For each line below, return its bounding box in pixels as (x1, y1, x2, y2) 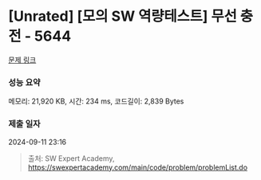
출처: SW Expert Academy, (27, 153, 115, 163)
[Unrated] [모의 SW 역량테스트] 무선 (8, 7, 237, 25)
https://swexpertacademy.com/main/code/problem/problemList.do (27, 162, 248, 172)
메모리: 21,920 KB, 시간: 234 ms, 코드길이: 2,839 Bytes (8, 96, 184, 106)
